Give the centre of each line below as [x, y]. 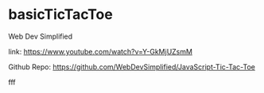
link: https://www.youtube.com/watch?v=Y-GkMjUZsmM [101, 51]
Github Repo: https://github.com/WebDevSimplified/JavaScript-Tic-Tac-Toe [132, 67]
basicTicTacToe [60, 15]
